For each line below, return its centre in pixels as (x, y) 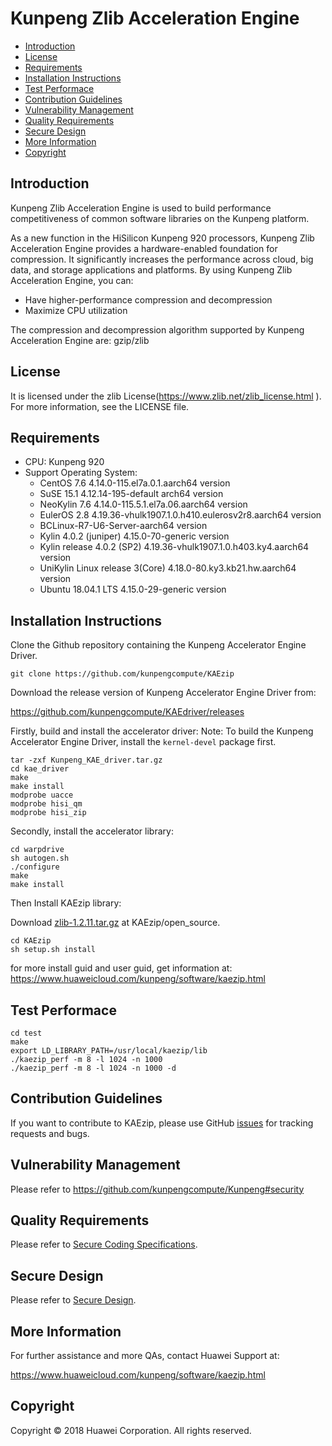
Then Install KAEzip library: (66, 903)
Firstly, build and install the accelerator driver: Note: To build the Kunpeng (162, 731)
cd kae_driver (40, 769)
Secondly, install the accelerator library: (92, 831)
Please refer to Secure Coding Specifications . (104, 1244)
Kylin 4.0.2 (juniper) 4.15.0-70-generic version (134, 536)
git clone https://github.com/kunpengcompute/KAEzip (122, 674)
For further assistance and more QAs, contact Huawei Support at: (145, 1356)
